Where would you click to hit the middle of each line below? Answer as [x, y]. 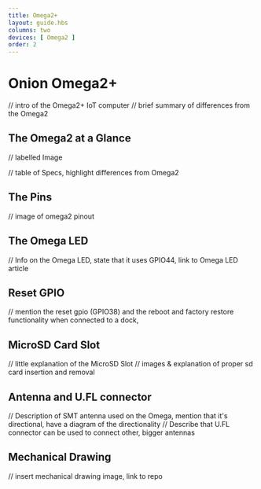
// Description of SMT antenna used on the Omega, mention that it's [118, 415]
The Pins [30, 197]
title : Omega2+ [33, 15]
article [18, 268]
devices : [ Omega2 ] [42, 37]
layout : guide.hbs [38, 23]
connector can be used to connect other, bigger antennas [101, 432]
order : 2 [22, 45]
